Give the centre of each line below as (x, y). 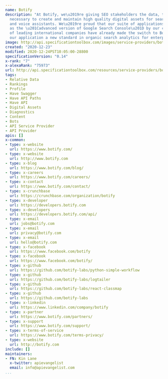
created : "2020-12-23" (29, 47)
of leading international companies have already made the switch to (83, 33)
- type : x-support (24, 321)
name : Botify (19, 10)
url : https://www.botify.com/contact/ (50, 186)
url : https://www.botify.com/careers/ (50, 177)
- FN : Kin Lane (21, 358)
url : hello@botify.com (33, 242)
